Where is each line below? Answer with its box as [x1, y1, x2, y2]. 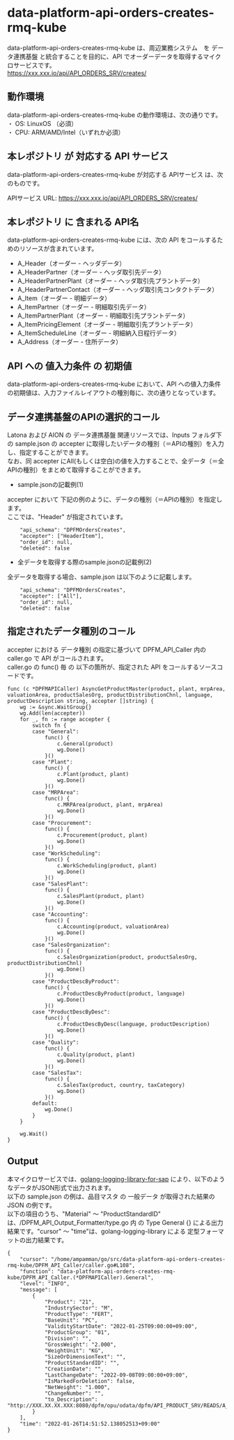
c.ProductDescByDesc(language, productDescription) [56, 1021, 210, 1028]
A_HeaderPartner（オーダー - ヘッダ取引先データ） [17, 268, 165, 277]
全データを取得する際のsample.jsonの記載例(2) [17, 558, 152, 566]
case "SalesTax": [32, 1069, 82, 1076]
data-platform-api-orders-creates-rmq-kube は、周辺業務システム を [7, 43, 210, 52]
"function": [19, 1268, 54, 1275]
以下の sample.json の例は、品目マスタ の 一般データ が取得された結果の [7, 1192, 215, 1200]
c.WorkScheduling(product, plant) [56, 862, 157, 869]
